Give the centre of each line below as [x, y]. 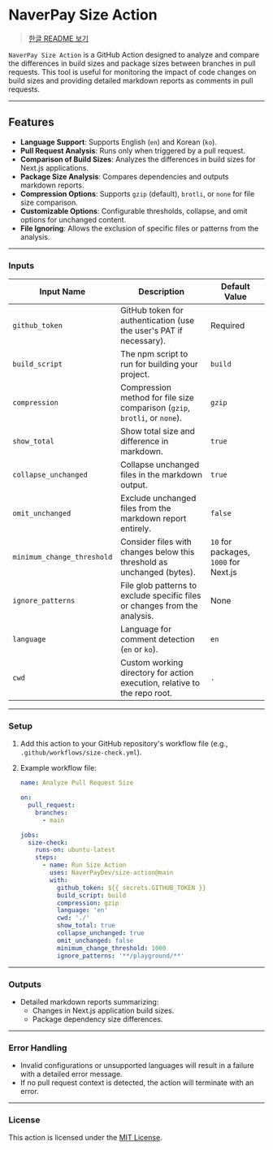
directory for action [157, 673]
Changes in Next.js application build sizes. [103, 1010]
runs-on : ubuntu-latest [75, 850]
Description [161, 292]
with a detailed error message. [71, 1074]
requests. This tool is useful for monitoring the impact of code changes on [132, 71]
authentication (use [158, 321]
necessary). [143, 341]
